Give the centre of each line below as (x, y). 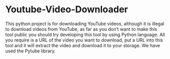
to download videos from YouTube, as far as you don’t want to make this (81, 29)
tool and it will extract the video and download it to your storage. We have (83, 45)
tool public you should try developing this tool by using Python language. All (85, 34)
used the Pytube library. (31, 51)
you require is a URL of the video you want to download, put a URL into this (84, 40)
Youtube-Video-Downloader (67, 9)
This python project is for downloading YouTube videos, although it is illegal (85, 24)
